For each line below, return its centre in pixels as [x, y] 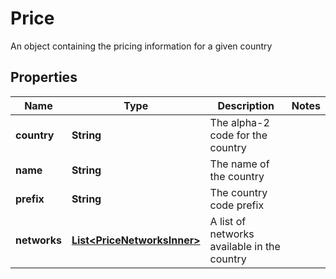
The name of [239, 164]
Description [246, 105]
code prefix [237, 205]
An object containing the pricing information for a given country [141, 46]
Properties [44, 77]
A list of [228, 221]
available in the [245, 246]
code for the [238, 135]
